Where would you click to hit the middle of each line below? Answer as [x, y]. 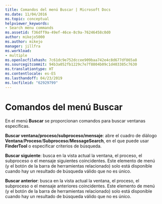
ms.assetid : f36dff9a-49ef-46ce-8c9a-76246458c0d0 [58, 32]
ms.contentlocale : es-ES [30, 74]
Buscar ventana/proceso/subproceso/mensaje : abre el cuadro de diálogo [81, 135]
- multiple [16, 55]
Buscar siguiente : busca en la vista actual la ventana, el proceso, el [74, 155]
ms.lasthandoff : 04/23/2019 [34, 78]
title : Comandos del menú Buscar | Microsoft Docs [58, 10]
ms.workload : [18, 51]
